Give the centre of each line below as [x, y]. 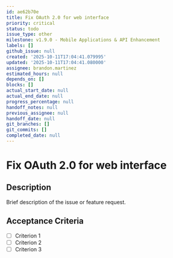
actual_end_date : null [35, 96]
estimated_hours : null [35, 74]
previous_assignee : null [37, 113]
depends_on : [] [25, 79]
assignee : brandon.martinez [42, 68]
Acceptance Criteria [45, 221]
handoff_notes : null [32, 107]
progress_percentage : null [40, 102]
